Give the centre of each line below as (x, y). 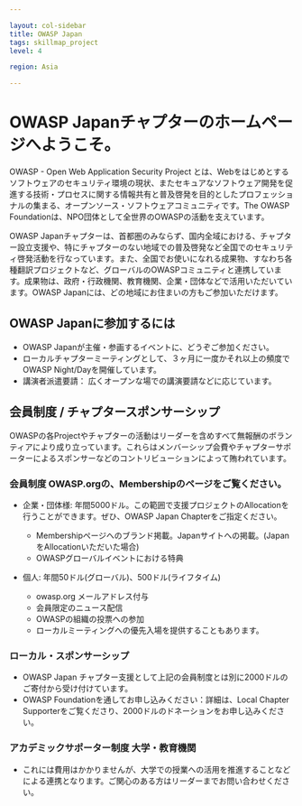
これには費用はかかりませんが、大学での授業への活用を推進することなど (156, 769)
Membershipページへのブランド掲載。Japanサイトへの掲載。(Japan (163, 535)
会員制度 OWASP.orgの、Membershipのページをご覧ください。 (148, 484)
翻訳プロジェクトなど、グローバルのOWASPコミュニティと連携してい (146, 270)
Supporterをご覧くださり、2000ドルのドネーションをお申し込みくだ (150, 711)
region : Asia (34, 67)
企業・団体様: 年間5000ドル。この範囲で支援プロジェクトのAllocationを (156, 505)
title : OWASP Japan (46, 34)
